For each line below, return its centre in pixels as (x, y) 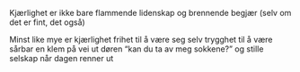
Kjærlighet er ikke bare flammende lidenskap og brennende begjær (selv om (150, 13)
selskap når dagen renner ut (62, 58)
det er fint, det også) (47, 22)
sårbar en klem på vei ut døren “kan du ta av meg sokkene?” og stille (137, 49)
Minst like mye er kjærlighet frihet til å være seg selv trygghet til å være (141, 40)
